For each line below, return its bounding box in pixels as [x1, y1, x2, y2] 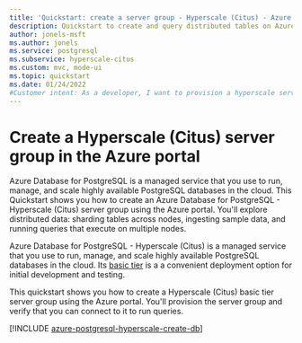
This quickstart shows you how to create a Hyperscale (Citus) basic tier [9, 286, 274, 297]
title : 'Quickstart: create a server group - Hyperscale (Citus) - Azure [9, 13, 292, 22]
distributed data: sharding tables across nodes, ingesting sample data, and [9, 214, 286, 224]
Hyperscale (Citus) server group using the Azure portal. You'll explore [9, 204, 268, 215]
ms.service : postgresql [9, 47, 99, 56]
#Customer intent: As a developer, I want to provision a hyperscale [9, 88, 276, 97]
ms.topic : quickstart [9, 72, 91, 81]
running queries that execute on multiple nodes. [9, 224, 187, 234]
